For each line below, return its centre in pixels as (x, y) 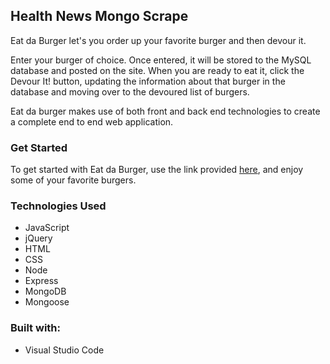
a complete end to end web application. (92, 121)
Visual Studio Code (64, 350)
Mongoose (47, 302)
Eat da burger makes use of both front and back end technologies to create (165, 111)
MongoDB (45, 291)
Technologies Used (58, 206)
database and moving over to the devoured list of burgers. (130, 91)
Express (41, 281)
